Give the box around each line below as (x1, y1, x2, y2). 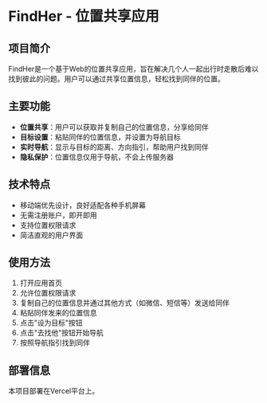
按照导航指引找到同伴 (19, 338, 90, 347)
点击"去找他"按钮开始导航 (19, 328, 104, 338)
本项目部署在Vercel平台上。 (8, 386, 100, 396)
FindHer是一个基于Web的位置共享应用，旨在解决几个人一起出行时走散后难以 (8, 65, 259, 73)
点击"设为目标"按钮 (19, 318, 83, 327)
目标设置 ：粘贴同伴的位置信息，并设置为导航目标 (19, 132, 181, 142)
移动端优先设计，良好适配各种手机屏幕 (19, 200, 146, 209)
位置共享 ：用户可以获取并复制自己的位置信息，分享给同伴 (19, 122, 209, 131)
